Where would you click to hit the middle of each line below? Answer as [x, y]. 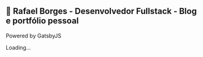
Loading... [18, 47]
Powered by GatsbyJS [34, 36]
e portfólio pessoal [42, 21]
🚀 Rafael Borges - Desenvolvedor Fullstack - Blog [101, 11]
